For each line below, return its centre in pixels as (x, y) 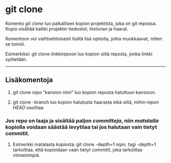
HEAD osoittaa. (28, 107)
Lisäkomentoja (29, 80)
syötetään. (16, 59)
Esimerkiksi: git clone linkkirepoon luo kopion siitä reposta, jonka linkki (79, 54)
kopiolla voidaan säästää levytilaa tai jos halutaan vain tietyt (81, 127)
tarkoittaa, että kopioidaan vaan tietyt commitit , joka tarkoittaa (77, 150)
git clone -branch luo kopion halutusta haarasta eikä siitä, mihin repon (86, 102)
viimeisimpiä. (26, 155)
